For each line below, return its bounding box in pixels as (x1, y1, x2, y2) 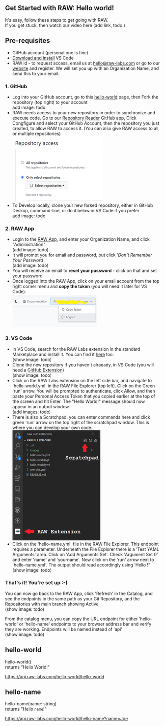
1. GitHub (5, 83, 27, 90)
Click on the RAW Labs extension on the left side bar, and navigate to (12, 377, 152, 383)
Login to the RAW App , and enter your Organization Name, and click (12, 236, 150, 242)
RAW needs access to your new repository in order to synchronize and (12, 109, 156, 115)
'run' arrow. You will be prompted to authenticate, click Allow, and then (12, 388, 156, 394)
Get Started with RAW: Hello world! (5, 4, 114, 12)
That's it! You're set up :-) (5, 579, 68, 586)
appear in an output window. (12, 403, 70, 409)
